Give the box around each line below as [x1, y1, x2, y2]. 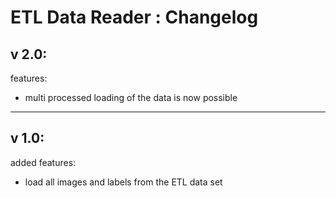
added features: [10, 156, 77, 168]
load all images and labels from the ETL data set [24, 176, 223, 188]
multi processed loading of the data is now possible [24, 92, 238, 103]
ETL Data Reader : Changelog [10, 6, 259, 29]
